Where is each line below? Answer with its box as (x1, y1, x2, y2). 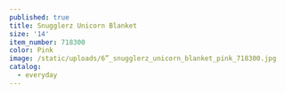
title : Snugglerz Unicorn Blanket (9, 21, 138, 30)
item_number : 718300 (9, 37, 86, 47)
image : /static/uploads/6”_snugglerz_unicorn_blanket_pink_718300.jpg (9, 54, 277, 63)
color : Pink (9, 46, 53, 55)
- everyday (17, 71, 58, 80)
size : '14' (9, 29, 50, 38)
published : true (9, 12, 69, 22)
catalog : (9, 63, 42, 72)
